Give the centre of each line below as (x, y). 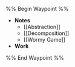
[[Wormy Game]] (44, 40)
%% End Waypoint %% (35, 58)
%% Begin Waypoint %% (37, 9)
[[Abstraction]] (42, 27)
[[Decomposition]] (46, 33)
